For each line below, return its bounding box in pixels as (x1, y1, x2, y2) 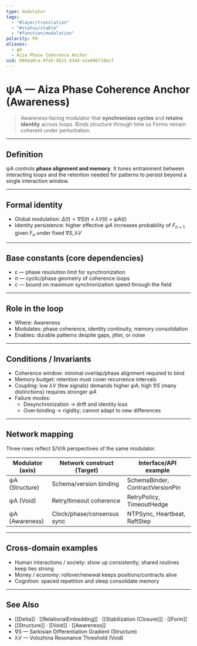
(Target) (75, 466, 98, 474)
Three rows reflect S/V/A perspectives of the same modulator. (6, 445, 156, 452)
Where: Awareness (14, 319, 60, 326)
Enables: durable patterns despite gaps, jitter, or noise (14, 331, 145, 339)
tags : (6, 14, 19, 20)
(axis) (19, 466, 36, 474)
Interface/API (138, 459, 177, 467)
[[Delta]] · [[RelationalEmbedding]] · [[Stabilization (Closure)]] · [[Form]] (14, 616, 188, 623)
